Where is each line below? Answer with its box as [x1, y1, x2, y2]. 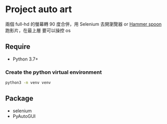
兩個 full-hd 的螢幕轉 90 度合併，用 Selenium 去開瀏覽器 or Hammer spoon [5, 21, 162, 27]
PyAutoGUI [12, 113, 36, 119]
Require [5, 42, 30, 51]
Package [5, 94, 34, 103]
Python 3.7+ [12, 56, 39, 62]
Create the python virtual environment [5, 69, 102, 76]
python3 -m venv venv [5, 80, 51, 85]
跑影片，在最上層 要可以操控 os [5, 27, 71, 34]
